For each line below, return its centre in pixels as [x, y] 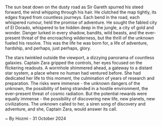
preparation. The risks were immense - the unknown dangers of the [73, 83]
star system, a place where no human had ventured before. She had [73, 73]
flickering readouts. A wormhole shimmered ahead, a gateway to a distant [79, 68]
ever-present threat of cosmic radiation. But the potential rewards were [76, 94]
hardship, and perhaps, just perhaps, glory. [48, 48]
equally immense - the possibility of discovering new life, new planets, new [80, 99]
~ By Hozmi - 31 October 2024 [36, 118]
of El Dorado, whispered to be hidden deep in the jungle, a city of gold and [80, 28]
